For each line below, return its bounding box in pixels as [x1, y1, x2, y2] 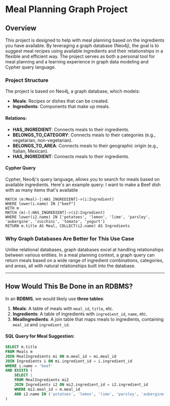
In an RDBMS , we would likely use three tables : [5, 296, 105, 302]
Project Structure [5, 77, 49, 84]
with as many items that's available [5, 187, 78, 193]
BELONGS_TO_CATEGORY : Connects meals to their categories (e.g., [12, 132, 156, 138]
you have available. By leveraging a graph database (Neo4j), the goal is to [5, 43, 159, 49]
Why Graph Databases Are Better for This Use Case [5, 235, 135, 242]
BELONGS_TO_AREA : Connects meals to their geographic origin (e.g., [12, 142, 158, 149]
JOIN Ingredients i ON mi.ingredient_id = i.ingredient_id [5, 358, 133, 363]
